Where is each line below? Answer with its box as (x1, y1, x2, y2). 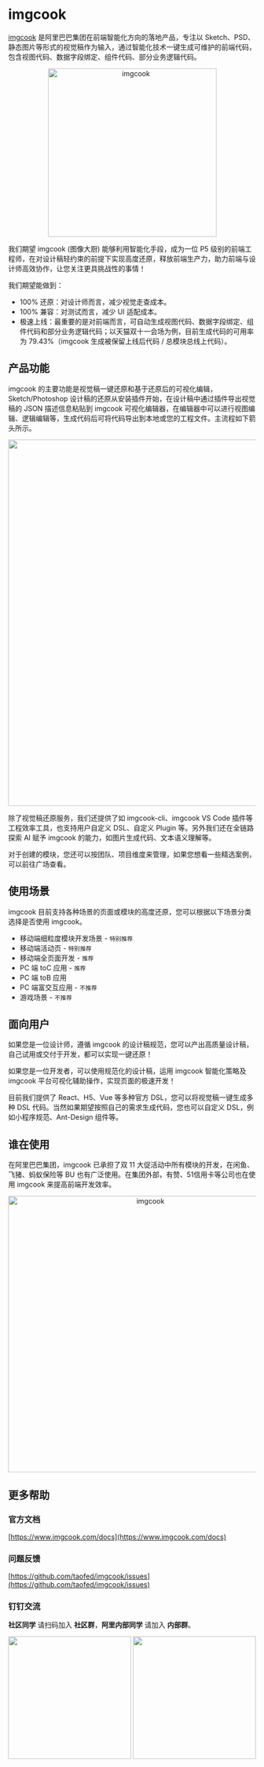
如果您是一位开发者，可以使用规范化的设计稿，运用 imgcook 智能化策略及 (8, 1066, 247, 1076)
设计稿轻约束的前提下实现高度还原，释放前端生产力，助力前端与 (42, 254, 249, 263)
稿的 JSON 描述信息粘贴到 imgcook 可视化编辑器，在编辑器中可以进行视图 (8, 403, 249, 413)
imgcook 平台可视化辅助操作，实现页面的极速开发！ (8, 1076, 176, 1086)
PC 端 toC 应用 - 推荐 (19, 962, 86, 972)
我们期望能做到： (8, 280, 64, 290)
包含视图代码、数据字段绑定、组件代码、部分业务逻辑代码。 (8, 52, 201, 61)
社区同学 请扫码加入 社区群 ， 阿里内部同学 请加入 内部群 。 (8, 1620, 195, 1630)
